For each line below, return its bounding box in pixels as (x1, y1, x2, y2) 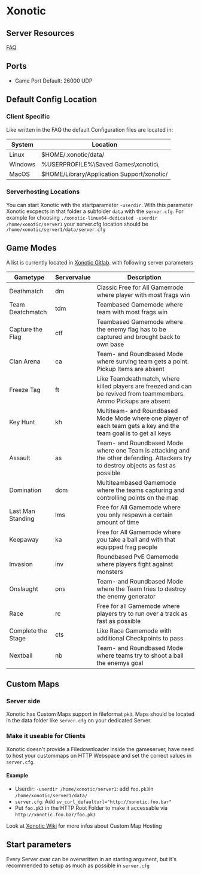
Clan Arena (9, 357, 41, 366)
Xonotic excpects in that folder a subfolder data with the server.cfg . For (6, 208, 184, 215)
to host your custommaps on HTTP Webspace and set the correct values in (6, 752, 192, 759)
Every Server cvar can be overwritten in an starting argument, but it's (6, 855, 177, 862)
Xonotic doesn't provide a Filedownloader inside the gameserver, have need (6, 745, 194, 752)
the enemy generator (96, 592, 156, 600)
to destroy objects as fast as (96, 461, 176, 469)
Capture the (9, 325, 43, 333)
